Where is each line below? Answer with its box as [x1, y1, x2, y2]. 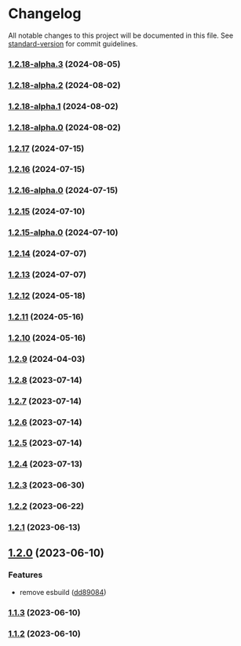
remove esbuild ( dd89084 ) [19, 587, 107, 597]
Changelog [8, 5, 82, 23]
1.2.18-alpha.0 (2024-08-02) [8, 122, 122, 133]
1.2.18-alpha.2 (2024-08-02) [8, 79, 121, 90]
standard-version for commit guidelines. [8, 38, 138, 48]
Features [8, 570, 43, 581]
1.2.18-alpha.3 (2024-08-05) [8, 58, 121, 69]
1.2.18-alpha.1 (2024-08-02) [8, 100, 119, 111]
